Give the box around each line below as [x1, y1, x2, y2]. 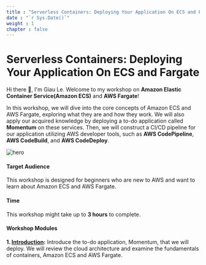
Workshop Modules [6, 225, 58, 232]
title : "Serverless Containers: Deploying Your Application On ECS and [6, 9, 196, 15]
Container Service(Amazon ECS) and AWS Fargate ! [6, 93, 140, 100]
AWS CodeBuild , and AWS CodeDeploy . [6, 137, 109, 144]
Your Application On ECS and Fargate [6, 66, 200, 80]
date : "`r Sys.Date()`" [6, 15, 70, 21]
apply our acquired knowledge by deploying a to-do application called [6, 117, 184, 125]
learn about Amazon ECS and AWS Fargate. [6, 183, 116, 190]
